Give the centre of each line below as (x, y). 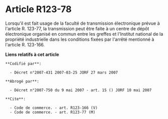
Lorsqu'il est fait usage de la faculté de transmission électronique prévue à (82, 23)
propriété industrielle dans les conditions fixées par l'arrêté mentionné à (80, 39)
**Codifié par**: (23, 64)
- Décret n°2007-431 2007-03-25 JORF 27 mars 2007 (64, 72)
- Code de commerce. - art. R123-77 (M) (53, 112)
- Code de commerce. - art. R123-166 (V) (54, 108)
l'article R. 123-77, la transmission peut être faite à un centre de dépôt (77, 28)
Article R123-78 (38, 9)
